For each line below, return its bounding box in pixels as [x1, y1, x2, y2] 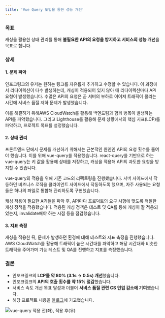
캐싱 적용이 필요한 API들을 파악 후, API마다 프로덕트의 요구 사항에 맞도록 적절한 [5, 198, 157, 204]
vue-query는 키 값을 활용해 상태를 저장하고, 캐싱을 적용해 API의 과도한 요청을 [5, 159, 154, 165]
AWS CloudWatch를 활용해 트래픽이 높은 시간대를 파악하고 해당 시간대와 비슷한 [5, 241, 158, 247]
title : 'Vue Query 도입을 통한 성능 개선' [5, 7, 84, 12]
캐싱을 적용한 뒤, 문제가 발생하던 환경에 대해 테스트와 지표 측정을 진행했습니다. [5, 234, 155, 240]
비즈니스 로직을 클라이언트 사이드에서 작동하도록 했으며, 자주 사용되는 [18, 182, 151, 188]
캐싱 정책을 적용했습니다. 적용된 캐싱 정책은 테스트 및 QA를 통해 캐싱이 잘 [5, 204, 145, 210]
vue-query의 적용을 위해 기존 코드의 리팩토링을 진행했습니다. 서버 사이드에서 [5, 175, 153, 181]
